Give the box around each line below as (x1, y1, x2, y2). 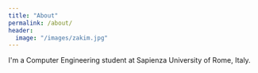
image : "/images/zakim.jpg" (15, 33, 109, 42)
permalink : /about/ (8, 19, 73, 27)
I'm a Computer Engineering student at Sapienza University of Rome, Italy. (8, 56, 252, 65)
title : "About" (8, 11, 59, 20)
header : (8, 26, 34, 34)
